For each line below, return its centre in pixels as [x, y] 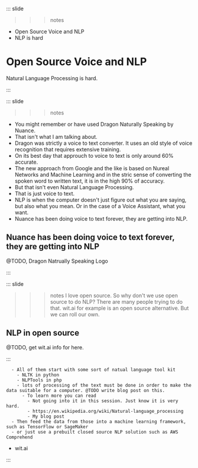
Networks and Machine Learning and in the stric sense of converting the [103, 174]
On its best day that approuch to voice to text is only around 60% [94, 155]
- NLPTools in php [39, 380]
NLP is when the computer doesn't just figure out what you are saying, [100, 200]
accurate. [26, 162]
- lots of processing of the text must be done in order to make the [104, 385]
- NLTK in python [38, 375]
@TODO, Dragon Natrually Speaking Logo [57, 261]
